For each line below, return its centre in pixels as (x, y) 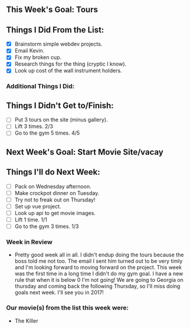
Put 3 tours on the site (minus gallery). (61, 120)
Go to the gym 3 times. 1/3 (47, 226)
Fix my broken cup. (38, 57)
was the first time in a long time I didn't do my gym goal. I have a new (99, 273)
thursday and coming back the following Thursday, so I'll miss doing (97, 286)
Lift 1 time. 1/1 (31, 219)
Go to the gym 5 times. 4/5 (47, 133)
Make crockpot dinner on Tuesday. (57, 193)
